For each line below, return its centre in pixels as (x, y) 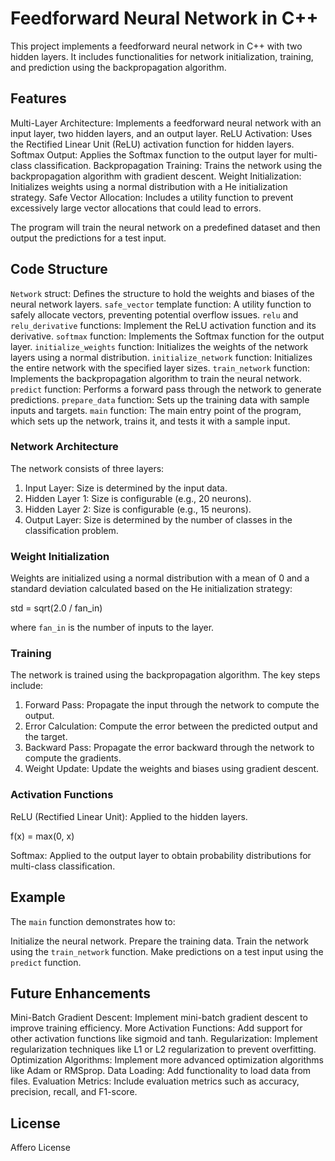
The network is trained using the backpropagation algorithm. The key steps (165, 675)
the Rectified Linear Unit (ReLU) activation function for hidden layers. (152, 144)
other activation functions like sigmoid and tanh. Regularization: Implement (164, 1039)
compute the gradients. (73, 758)
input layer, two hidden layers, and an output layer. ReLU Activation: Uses (161, 133)
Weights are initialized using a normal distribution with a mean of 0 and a (160, 578)
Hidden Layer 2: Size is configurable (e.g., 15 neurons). (138, 509)
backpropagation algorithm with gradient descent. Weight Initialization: (156, 176)
